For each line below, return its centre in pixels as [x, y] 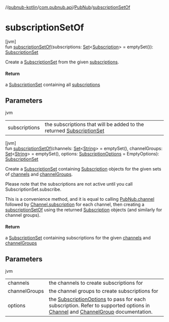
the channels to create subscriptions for [96, 283]
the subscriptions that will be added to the [94, 124]
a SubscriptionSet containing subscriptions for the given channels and [78, 238]
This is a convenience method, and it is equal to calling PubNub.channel [80, 199]
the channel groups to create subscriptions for [103, 291]
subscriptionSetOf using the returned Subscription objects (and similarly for [84, 210]
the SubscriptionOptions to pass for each [97, 299]
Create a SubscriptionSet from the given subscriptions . [62, 62]
